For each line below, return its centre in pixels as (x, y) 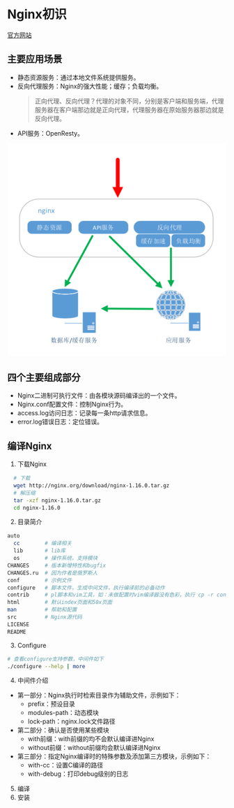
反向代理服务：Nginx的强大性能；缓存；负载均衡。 (90, 86)
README (17, 632)
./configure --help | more (46, 666)
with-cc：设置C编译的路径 (65, 765)
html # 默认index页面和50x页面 (60, 603)
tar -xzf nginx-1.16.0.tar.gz (57, 500)
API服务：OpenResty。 (50, 133)
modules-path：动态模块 (63, 713)
